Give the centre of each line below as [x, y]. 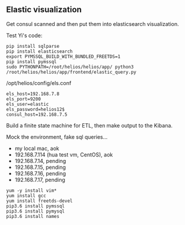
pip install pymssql [32, 61]
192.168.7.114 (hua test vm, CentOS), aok [64, 154]
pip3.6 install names [33, 216]
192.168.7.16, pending [40, 173]
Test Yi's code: [24, 35]
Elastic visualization [44, 10]
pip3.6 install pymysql [36, 211]
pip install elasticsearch [39, 51]
